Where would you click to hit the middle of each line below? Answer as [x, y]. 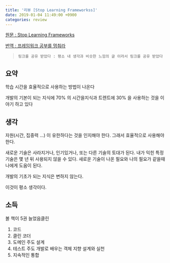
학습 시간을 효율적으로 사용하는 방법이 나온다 [50, 87]
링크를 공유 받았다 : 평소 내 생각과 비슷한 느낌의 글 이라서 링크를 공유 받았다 [90, 57]
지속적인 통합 [26, 255]
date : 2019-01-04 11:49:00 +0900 [41, 15]
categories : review [26, 20]
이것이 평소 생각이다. [26, 187]
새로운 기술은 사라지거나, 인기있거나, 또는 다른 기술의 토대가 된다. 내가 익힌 [80, 153]
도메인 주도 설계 [29, 242]
